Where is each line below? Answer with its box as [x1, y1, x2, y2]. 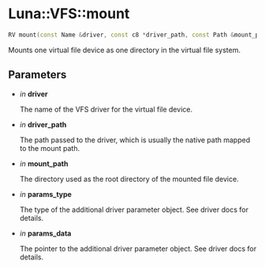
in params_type [19, 189, 73, 198]
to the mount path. [19, 143, 80, 153]
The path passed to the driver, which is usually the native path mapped [19, 135, 251, 145]
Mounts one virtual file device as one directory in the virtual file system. [8, 45, 241, 55]
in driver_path [19, 119, 67, 129]
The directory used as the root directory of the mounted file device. [19, 174, 239, 183]
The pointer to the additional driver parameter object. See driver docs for [19, 243, 257, 253]
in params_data [19, 228, 72, 238]
